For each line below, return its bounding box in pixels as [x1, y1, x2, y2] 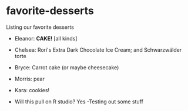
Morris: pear [14, 75, 45, 82]
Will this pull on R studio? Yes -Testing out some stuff [14, 98, 144, 105]
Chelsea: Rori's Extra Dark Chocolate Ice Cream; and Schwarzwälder [14, 46, 182, 53]
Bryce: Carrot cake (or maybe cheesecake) [14, 63, 119, 71]
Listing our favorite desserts [6, 23, 75, 31]
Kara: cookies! [14, 86, 50, 93]
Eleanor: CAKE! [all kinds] [14, 35, 78, 42]
